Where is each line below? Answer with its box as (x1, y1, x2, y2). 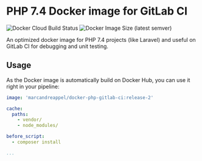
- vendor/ (17, 117, 43, 123)
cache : (6, 105, 23, 112)
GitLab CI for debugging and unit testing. (6, 43, 108, 50)
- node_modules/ (17, 123, 59, 129)
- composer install (12, 139, 61, 145)
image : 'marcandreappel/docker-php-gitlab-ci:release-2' (6, 94, 154, 101)
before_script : (6, 134, 45, 140)
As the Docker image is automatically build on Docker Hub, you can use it (6, 76, 190, 83)
